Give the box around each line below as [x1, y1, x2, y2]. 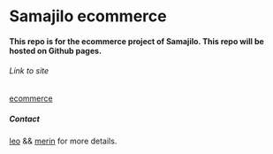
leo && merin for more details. [9, 135, 118, 146]
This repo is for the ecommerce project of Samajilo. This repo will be [9, 35, 265, 46]
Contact [9, 113, 40, 124]
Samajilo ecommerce [9, 6, 167, 27]
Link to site [9, 65, 49, 76]
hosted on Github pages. [9, 45, 102, 56]
